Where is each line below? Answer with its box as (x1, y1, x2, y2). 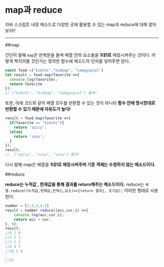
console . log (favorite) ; (9, 77, 58, 82)
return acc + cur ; (14, 217, 51, 222)
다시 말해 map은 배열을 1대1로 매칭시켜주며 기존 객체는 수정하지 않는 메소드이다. (5, 162, 156, 167)
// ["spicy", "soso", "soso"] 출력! (5, 152, 80, 157)
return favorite (9, 82, 42, 86)
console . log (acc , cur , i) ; (14, 212, 64, 217)
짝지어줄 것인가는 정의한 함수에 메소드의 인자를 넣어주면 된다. (14, 58, 130, 64)
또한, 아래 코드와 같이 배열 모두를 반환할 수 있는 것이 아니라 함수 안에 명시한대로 (5, 100, 155, 106)
